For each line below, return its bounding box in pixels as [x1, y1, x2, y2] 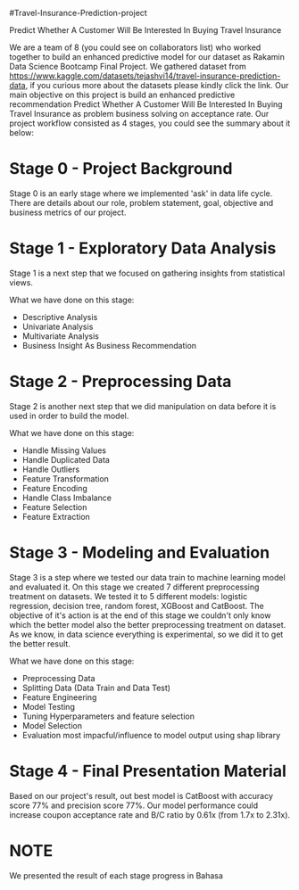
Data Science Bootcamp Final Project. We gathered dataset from [9, 62, 247, 71]
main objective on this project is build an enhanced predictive [9, 89, 236, 100]
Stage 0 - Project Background [9, 159, 233, 179]
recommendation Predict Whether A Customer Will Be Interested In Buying [9, 99, 283, 110]
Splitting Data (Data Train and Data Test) [21, 682, 171, 693]
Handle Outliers [21, 464, 80, 474]
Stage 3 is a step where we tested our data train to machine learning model [9, 572, 286, 582]
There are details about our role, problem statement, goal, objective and [9, 197, 274, 208]
